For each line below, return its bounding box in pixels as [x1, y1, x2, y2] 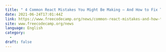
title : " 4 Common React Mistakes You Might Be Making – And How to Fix [5, 7, 158, 12]
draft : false [5, 40, 32, 45]
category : [5, 30, 26, 35]
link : [5, 16, 16, 21]
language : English [5, 26, 43, 31]
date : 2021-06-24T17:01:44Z [5, 12, 63, 17]
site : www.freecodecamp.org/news [5, 21, 74, 26]
